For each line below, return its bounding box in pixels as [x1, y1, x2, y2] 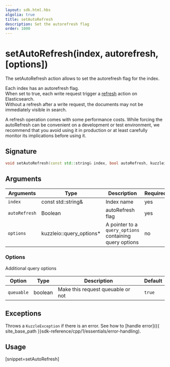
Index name [105, 198, 134, 205]
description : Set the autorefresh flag [5, 21, 90, 27]
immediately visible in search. [5, 107, 67, 113]
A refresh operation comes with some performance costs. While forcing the [5, 117, 163, 123]
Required [144, 190, 167, 197]
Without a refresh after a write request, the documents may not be [5, 102, 143, 108]
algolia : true [5, 12, 35, 17]
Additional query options [5, 265, 57, 271]
